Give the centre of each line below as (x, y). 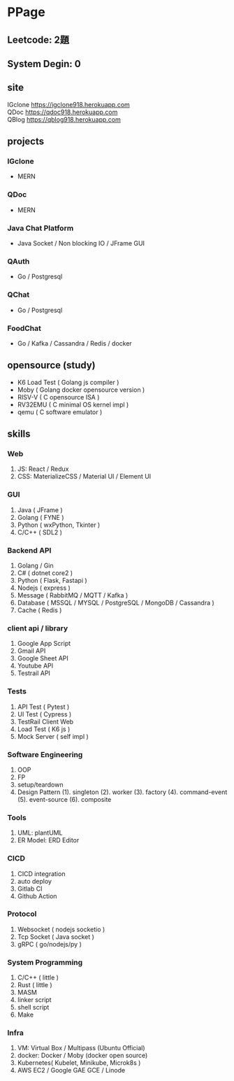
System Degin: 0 (44, 64)
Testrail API (34, 673)
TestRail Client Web (45, 721)
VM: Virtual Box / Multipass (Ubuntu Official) (81, 1048)
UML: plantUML (40, 833)
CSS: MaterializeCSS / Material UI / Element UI (84, 476)
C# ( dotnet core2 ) (45, 573)
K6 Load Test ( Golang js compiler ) (68, 382)
